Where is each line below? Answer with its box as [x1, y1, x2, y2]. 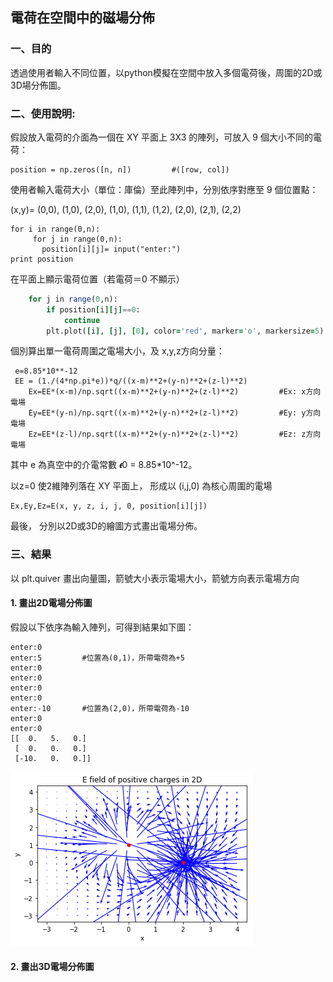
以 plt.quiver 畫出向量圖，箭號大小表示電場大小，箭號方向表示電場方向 [10, 572, 300, 584]
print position [10, 254, 74, 264]
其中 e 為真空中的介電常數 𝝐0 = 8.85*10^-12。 [10, 459, 198, 471]
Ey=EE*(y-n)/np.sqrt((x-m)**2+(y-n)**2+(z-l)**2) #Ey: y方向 [28, 408, 322, 418]
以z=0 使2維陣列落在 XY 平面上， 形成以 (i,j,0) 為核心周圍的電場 [10, 480, 273, 492]
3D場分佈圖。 [10, 79, 67, 91]
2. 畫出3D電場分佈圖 [10, 960, 95, 972]
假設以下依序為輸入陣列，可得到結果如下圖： [10, 621, 195, 633]
